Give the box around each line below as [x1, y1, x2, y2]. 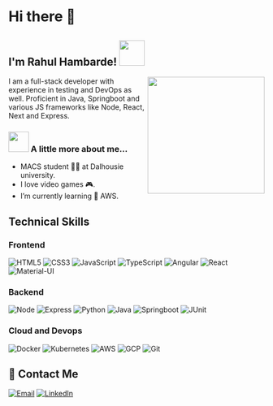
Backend [8, 286, 45, 297]
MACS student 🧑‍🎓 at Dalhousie [19, 162, 124, 171]
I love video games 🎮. [19, 179, 96, 189]
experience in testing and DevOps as [8, 85, 132, 94]
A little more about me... [30, 143, 128, 154]
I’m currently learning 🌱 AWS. [19, 191, 119, 201]
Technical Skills [8, 214, 90, 228]
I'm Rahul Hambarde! [8, 54, 118, 68]
